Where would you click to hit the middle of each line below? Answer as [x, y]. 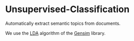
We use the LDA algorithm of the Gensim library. [55, 33]
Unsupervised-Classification [68, 9]
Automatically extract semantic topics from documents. [63, 23]
